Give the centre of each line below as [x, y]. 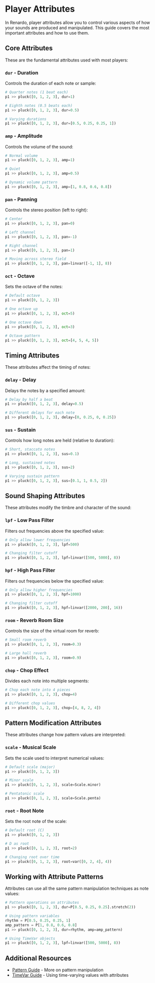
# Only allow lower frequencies [38, 540]
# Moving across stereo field [36, 259]
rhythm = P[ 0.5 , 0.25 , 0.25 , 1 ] [38, 920]
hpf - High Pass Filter [30, 570]
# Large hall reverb [26, 653]
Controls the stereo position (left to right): [47, 210]
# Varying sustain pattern [32, 476]
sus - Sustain [20, 430]
